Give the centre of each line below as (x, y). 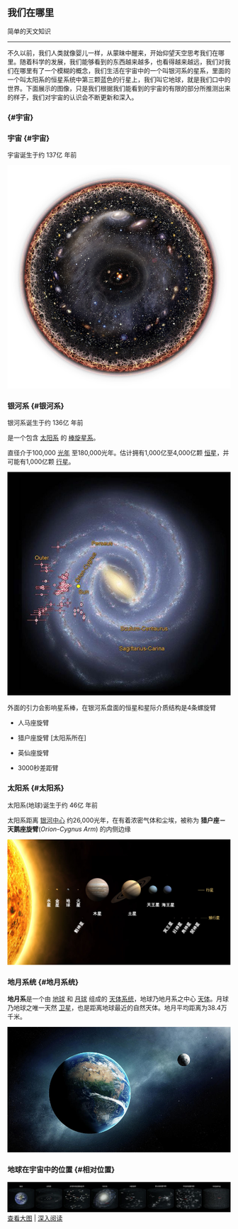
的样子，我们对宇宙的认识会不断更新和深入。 (73, 97)
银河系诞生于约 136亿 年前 (45, 423)
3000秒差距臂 (38, 768)
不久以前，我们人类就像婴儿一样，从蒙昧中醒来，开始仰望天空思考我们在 (113, 52)
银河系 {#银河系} (36, 406)
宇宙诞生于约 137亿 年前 (42, 155)
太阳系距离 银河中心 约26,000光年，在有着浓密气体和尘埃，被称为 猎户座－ (117, 820)
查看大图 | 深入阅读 (35, 1218)
